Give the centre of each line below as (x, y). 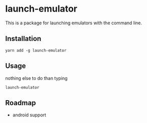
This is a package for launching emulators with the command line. (74, 23)
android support (29, 115)
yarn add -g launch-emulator (36, 50)
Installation (23, 39)
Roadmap (21, 102)
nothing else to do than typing (36, 78)
